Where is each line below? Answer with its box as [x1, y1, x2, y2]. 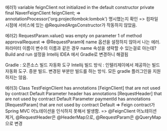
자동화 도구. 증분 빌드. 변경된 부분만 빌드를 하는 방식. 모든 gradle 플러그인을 [5, 68, 152, 74]
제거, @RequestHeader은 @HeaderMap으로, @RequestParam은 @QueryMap [5, 114, 162, 120]
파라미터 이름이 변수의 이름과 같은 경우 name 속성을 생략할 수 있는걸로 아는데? [5, 45, 157, 51]
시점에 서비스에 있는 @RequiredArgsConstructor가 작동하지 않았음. [5, 22, 138, 28]
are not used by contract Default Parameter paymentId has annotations [5, 96, 151, 102]
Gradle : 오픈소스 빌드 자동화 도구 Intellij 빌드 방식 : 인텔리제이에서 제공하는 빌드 [5, 62, 160, 68]
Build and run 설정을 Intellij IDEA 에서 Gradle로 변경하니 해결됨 [5, 51, 129, 57]
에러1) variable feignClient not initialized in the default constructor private [5, 4, 155, 10]
